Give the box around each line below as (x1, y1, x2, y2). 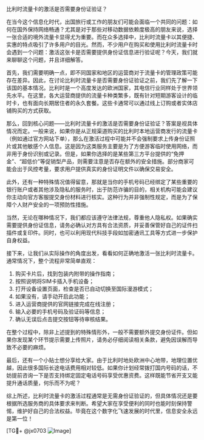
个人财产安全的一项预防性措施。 (11, 201, 92, 208)
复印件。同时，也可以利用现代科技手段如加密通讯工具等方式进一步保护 (22, 229, 198, 236)
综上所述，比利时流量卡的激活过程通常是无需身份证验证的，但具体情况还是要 (6, 392, 198, 399)
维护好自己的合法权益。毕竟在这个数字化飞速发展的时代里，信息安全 (16, 407, 187, 415)
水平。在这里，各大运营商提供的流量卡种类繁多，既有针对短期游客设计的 (11, 92, 192, 99)
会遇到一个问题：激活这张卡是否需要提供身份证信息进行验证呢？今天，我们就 (6, 49, 198, 56)
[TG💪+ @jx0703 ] (6, 427, 72, 434)
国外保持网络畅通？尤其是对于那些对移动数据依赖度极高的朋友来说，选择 (16, 26, 198, 33)
